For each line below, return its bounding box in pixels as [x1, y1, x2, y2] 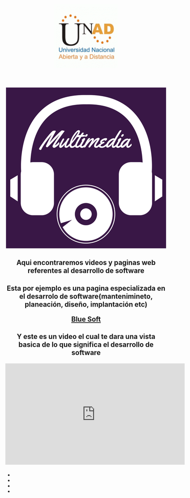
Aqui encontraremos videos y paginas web [16, 258, 156, 267]
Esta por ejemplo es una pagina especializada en [7, 284, 165, 293]
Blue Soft [71, 315, 101, 324]
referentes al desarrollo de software [27, 266, 145, 275]
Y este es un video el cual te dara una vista [16, 332, 156, 341]
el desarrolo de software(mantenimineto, [19, 292, 153, 300]
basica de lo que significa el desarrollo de [18, 341, 154, 349]
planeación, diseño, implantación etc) [25, 300, 147, 309]
